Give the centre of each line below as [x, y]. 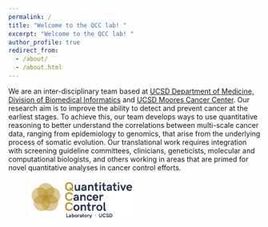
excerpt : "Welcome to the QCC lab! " [71, 34]
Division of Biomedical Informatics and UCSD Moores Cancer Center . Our [129, 99]
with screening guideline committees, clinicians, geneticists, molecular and [132, 150]
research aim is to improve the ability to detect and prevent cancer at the [128, 108]
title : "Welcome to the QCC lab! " [68, 25]
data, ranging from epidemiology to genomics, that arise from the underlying [134, 133]
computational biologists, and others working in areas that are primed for [128, 159]
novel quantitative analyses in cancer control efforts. [95, 167]
